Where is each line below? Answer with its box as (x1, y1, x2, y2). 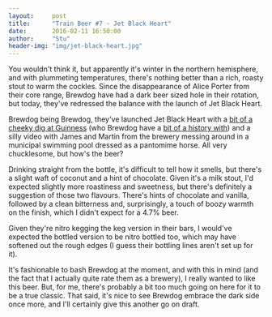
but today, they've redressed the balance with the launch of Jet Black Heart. (8, 99, 263, 109)
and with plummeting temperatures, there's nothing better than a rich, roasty (8, 73, 264, 83)
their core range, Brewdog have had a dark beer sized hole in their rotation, (8, 90, 259, 100)
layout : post (8, 11, 67, 20)
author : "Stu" (8, 34, 70, 43)
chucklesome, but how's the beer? (8, 149, 124, 159)
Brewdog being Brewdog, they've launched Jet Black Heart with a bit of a (8, 114, 253, 124)
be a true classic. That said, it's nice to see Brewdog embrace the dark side (8, 291, 260, 301)
